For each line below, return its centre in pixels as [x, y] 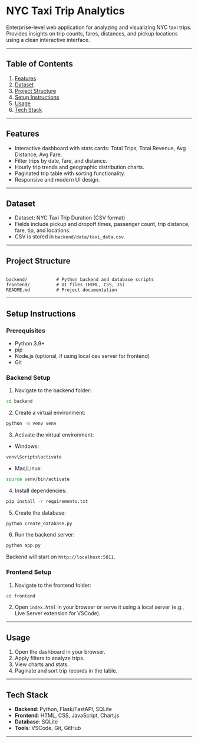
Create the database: [40, 512]
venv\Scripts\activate [34, 457]
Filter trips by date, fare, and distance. [61, 160]
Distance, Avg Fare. [38, 154]
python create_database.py [39, 524]
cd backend [19, 401]
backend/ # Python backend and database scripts [80, 280]
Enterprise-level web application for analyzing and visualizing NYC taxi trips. [99, 27]
